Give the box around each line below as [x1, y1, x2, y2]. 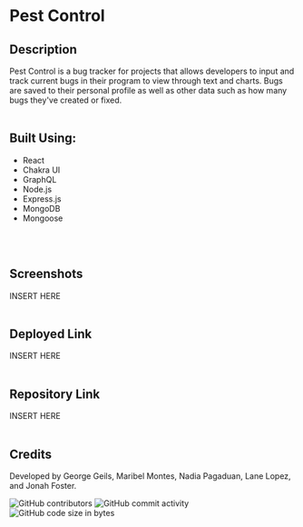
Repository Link [9, 386, 101, 402]
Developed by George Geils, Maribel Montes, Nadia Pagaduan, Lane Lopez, [9, 471, 292, 482]
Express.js [22, 193, 62, 204]
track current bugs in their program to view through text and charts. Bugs [9, 75, 283, 86]
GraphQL [22, 174, 57, 184]
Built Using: [9, 131, 77, 146]
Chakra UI [22, 164, 61, 175]
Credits [9, 446, 53, 462]
